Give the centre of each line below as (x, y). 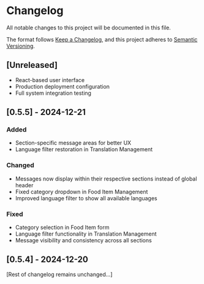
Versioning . (21, 46)
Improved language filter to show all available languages (86, 198)
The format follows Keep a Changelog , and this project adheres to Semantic (102, 39)
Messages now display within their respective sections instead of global (106, 179)
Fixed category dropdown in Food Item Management (81, 192)
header (24, 185)
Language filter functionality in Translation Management (86, 234)
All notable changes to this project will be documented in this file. (89, 28)
